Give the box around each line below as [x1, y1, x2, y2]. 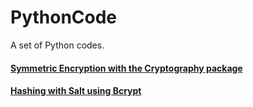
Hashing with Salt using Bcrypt [10, 85, 142, 97]
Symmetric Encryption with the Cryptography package [10, 62, 243, 74]
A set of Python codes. [10, 39, 105, 51]
